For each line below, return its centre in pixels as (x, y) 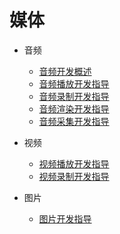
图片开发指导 (65, 218)
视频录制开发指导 (74, 176)
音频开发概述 (65, 71)
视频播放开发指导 (74, 163)
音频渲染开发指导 (74, 108)
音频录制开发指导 (74, 96)
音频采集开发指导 (74, 121)
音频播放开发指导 (74, 83)
